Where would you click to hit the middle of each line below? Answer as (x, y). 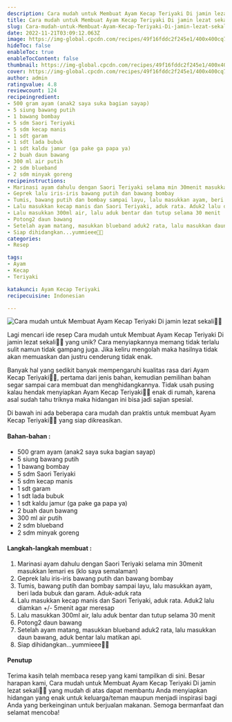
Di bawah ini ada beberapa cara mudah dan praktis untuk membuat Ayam (112, 413)
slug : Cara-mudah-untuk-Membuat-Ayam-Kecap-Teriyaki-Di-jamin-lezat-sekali (118, 26)
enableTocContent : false (43, 59)
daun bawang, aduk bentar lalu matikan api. (79, 637)
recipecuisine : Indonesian (46, 296)
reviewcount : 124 (32, 91)
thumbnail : (23, 65)
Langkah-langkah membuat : (49, 548)
